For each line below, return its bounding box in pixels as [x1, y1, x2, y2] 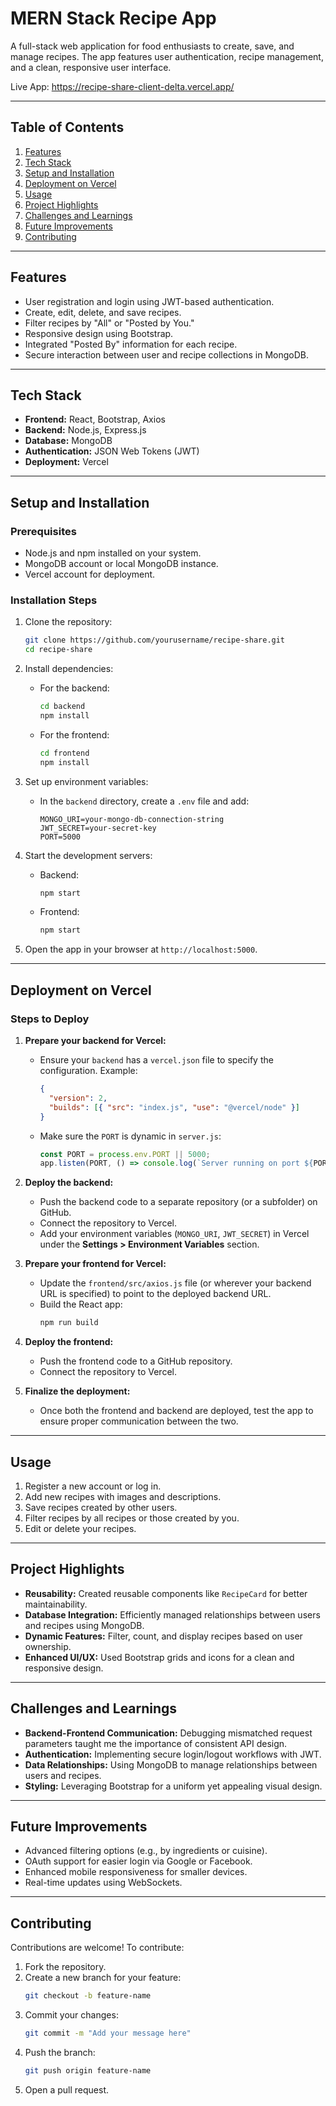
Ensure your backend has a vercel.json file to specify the [39, 1054, 274, 1066]
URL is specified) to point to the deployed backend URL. [39, 1288, 272, 1300]
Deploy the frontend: [24, 1336, 114, 1348]
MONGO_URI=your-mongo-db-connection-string [39, 814, 225, 824]
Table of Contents [10, 119, 125, 136]
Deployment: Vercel [24, 456, 109, 468]
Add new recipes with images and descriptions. [24, 1490, 222, 1502]
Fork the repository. [24, 1961, 107, 1973]
